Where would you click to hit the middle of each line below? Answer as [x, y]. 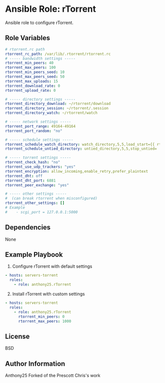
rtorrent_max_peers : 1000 [44, 321]
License [17, 336]
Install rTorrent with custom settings [48, 294]
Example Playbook [34, 254]
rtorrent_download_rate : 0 [33, 86]
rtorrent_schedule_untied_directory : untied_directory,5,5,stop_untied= [81, 149]
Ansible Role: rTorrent [51, 9]
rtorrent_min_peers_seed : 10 [35, 72]
